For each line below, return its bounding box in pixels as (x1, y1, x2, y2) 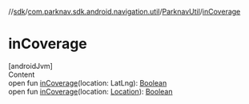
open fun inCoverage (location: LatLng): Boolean (8, 78, 167, 87)
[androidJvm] (8, 61, 54, 70)
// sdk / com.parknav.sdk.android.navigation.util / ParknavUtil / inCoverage (8, 7, 241, 16)
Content (8, 70, 35, 79)
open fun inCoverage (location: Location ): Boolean (8, 86, 173, 96)
